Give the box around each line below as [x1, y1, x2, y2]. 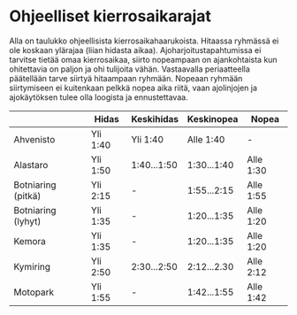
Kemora [13, 234, 47, 247]
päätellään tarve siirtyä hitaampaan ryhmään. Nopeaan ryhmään [9, 73, 243, 83]
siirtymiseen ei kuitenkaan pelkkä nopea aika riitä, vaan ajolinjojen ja [9, 82, 258, 93]
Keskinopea [187, 112, 239, 125]
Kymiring [13, 260, 51, 273]
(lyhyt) [13, 215, 42, 227]
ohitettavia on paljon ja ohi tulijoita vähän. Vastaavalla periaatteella [9, 64, 250, 74]
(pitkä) [13, 189, 42, 202]
